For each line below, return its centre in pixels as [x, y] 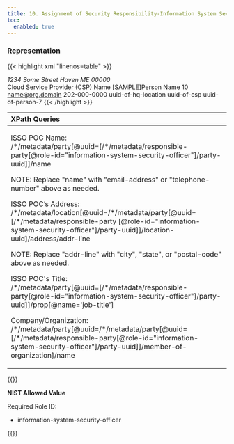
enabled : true [34, 26]
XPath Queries [36, 119]
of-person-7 [25, 102]
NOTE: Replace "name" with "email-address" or [89, 180]
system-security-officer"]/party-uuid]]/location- [93, 230]
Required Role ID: [32, 406]
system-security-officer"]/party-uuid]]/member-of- [99, 347]
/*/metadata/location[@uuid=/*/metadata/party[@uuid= [103, 212]
